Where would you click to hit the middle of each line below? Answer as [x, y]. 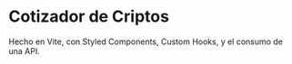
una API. [24, 50]
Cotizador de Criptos [89, 17]
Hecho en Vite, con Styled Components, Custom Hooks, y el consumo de [146, 41]
